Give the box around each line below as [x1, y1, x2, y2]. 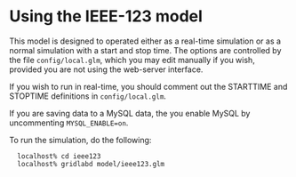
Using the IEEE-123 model [9, 6, 203, 27]
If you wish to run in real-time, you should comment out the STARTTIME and [9, 81, 288, 92]
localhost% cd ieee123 [17, 151, 101, 161]
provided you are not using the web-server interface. [9, 64, 204, 75]
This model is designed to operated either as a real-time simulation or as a [9, 36, 282, 46]
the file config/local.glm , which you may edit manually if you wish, [9, 54, 255, 65]
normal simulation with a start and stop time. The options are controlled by [9, 44, 282, 55]
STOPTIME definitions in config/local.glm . [9, 91, 167, 101]
